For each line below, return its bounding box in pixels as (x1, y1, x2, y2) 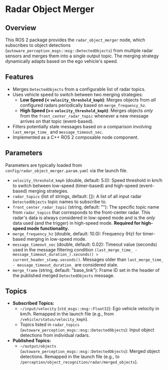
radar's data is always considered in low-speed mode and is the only (12, 215, 155, 221)
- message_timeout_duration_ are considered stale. (12, 261, 119, 267)
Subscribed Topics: (12, 300, 54, 306)
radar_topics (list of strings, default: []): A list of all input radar (12, 193, 142, 199)
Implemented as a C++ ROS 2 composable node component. (12, 134, 139, 140)
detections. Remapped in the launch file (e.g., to (20, 353, 120, 360)
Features (5, 73, 34, 81)
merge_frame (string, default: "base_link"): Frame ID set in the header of (12, 267, 160, 273)
